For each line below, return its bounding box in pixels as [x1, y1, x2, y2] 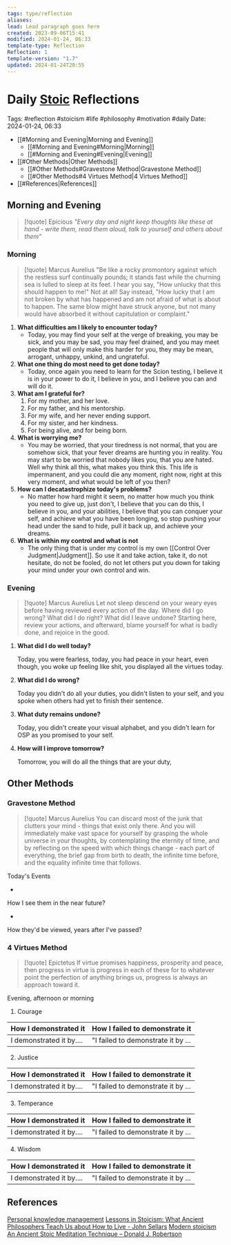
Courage [17, 1007, 43, 1015]
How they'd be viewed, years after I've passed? [7, 925, 143, 933]
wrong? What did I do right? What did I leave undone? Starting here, [23, 613, 217, 622]
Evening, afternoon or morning [7, 994, 94, 1002]
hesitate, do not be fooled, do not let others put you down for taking [27, 558, 221, 566]
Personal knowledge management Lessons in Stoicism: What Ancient [7, 1215, 204, 1223]
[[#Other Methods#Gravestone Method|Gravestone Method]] [27, 164, 202, 173]
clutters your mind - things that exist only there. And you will [23, 821, 196, 830]
